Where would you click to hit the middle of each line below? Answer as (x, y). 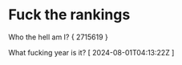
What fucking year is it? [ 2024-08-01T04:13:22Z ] (91, 52)
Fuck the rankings (69, 15)
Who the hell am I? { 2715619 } (58, 37)
